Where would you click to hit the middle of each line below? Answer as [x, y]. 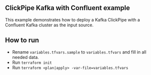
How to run [22, 40]
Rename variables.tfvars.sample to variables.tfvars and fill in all [79, 52]
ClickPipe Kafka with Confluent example [67, 8]
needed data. [25, 57]
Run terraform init [32, 62]
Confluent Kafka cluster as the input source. [49, 25]
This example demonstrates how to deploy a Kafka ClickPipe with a [73, 19]
